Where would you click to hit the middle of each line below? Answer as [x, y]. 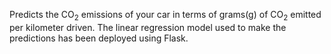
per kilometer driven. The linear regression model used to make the [148, 27]
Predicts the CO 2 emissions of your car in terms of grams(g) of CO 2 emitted [165, 16]
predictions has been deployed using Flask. [99, 38]
